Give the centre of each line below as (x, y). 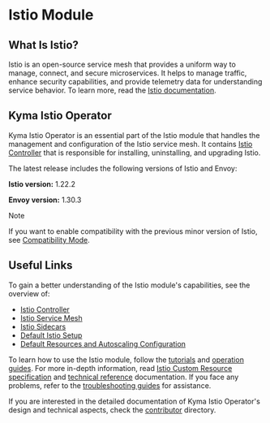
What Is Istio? (44, 45)
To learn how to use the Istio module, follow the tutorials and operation (126, 360)
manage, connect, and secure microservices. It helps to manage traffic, (128, 73)
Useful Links (41, 265)
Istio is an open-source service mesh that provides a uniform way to (122, 64)
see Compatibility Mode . (49, 240)
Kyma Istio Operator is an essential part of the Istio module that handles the (134, 135)
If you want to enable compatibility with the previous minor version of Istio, (133, 231)
